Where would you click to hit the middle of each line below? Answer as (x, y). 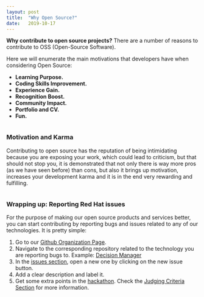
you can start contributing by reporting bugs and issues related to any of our (102, 224)
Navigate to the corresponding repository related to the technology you (104, 248)
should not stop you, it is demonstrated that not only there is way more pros (101, 163)
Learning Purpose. (39, 77)
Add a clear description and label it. (60, 274)
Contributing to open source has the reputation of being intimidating (92, 151)
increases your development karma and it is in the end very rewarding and (100, 176)
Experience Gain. (37, 90)
